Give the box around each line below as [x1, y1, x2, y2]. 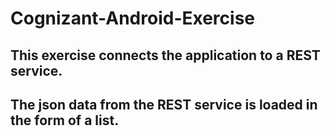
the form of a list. [10, 112, 120, 129]
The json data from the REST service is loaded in [10, 96, 318, 113]
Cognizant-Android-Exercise [10, 7, 255, 30]
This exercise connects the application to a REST [10, 47, 321, 64]
